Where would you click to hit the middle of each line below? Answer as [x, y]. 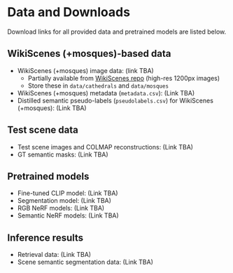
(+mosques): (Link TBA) [52, 108]
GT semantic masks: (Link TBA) [63, 154]
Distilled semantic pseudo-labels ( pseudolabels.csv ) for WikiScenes [115, 100]
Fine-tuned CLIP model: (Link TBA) [68, 193]
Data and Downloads [69, 12]
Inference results [45, 238]
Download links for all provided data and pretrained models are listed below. [116, 32]
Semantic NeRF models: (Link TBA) [68, 215]
